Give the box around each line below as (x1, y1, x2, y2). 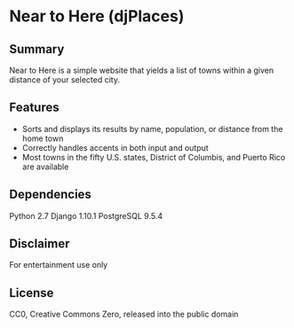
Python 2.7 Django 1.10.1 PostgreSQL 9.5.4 (9, 210, 163, 221)
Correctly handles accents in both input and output (21, 142, 209, 152)
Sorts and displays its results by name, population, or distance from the (21, 123, 283, 134)
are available (21, 161, 69, 172)
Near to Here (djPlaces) (9, 6, 185, 27)
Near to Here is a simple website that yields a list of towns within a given (9, 65, 274, 75)
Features (9, 100, 60, 115)
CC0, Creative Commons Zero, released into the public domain (9, 308, 239, 320)
